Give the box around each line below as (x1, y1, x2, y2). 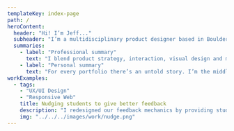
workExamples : (7, 74, 49, 82)
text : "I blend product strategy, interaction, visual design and (25, 55, 223, 62)
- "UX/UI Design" (19, 87, 70, 94)
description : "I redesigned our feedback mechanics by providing (19, 107, 214, 114)
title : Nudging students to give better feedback (19, 101, 167, 107)
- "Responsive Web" (19, 94, 77, 101)
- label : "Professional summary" (19, 49, 117, 56)
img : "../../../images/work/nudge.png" (19, 113, 136, 120)
